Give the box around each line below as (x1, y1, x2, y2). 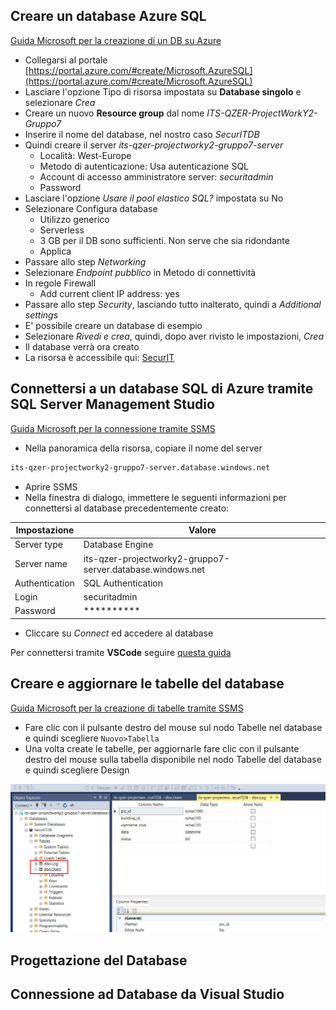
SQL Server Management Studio (10, 396, 215, 413)
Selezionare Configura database (24, 202, 158, 214)
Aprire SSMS (24, 480, 78, 493)
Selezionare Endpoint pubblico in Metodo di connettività (24, 266, 257, 278)
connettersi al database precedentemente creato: (24, 502, 230, 514)
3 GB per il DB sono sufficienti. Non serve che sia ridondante (39, 234, 290, 246)
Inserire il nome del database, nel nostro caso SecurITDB (24, 128, 260, 140)
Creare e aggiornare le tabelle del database (10, 675, 285, 693)
